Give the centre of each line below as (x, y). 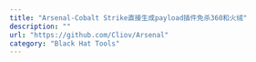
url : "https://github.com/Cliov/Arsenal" (89, 35)
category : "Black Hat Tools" (65, 43)
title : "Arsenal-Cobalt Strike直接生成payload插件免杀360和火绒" (128, 18)
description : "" (40, 26)
